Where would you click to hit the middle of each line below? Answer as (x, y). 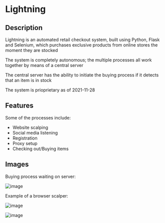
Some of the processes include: (38, 117)
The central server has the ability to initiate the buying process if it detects (82, 75)
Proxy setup (25, 143)
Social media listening (35, 132)
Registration (25, 138)
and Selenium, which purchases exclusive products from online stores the (81, 45)
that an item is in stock (28, 80)
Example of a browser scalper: (37, 195)
